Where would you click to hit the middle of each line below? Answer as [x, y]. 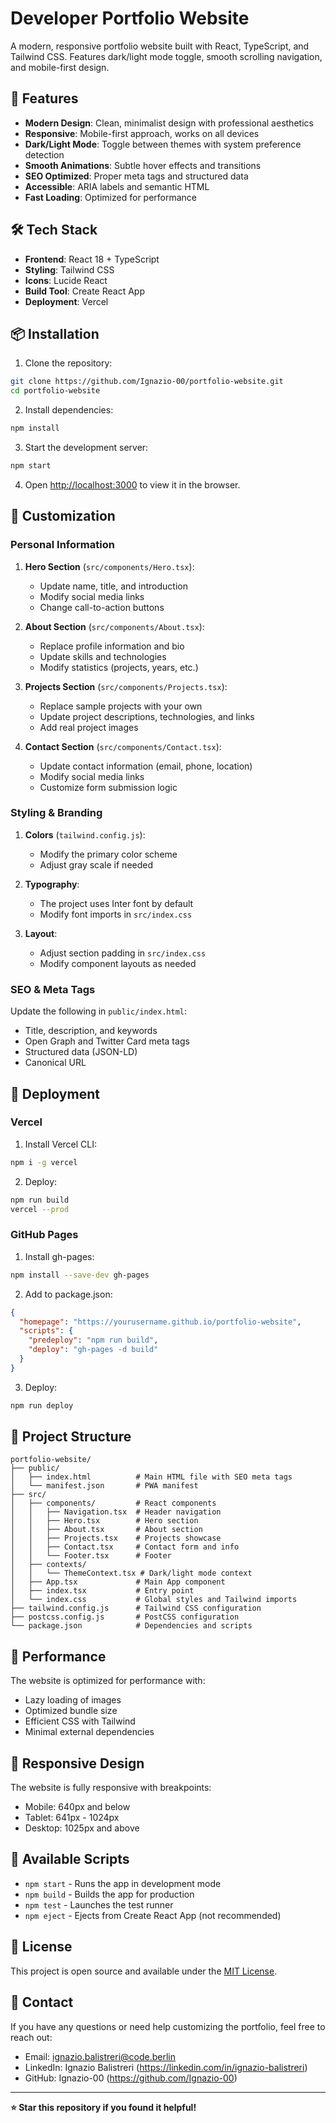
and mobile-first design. [60, 67]
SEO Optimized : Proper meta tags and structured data [136, 176]
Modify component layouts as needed [118, 963]
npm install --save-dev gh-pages [80, 1275]
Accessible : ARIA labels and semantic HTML [117, 186]
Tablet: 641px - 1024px [72, 1818]
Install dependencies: [69, 410]
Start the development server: [86, 447]
